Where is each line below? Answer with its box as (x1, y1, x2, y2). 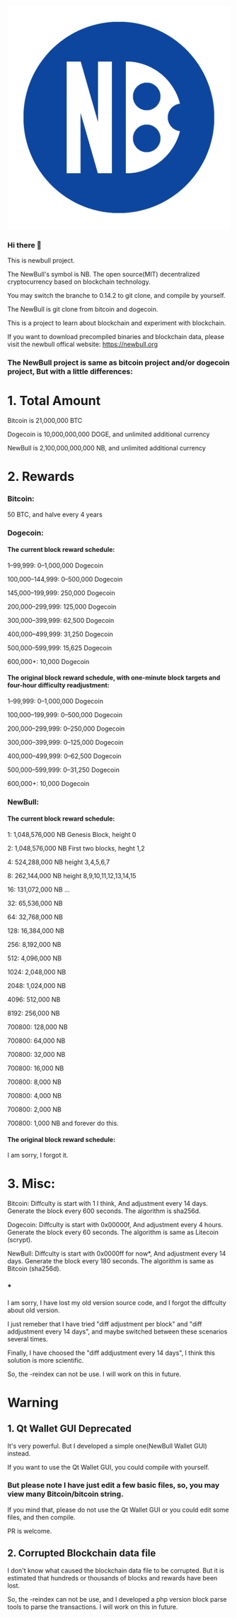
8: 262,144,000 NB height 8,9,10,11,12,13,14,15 (7, 872, 137, 880)
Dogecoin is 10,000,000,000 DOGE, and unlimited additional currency (7, 430, 210, 438)
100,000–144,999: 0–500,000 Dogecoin (7, 575, 123, 583)
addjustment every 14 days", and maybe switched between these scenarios (7, 1327, 228, 1336)
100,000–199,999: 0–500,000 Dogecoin (7, 710, 122, 719)
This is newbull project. (7, 256, 76, 265)
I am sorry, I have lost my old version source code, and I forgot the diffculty (7, 1298, 226, 1307)
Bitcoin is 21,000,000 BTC (7, 416, 83, 425)
